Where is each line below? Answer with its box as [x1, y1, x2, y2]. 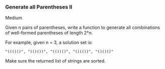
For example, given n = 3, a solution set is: [5, 39, 93, 45]
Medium [5, 15, 23, 21]
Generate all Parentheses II [5, 3, 72, 10]
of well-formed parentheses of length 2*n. [5, 30, 93, 36]
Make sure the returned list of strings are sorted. [5, 58, 106, 64]
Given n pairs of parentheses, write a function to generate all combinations [5, 24, 160, 30]
